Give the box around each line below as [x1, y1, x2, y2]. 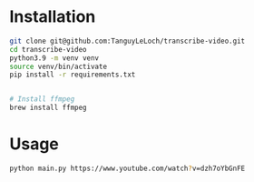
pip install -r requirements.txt [9, 70, 136, 79]
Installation [9, 6, 96, 27]
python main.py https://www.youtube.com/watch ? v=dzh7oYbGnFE [9, 164, 246, 173]
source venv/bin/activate [9, 62, 107, 71]
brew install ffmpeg [9, 103, 88, 113]
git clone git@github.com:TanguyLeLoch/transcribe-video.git [9, 36, 246, 45]
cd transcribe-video [9, 45, 88, 54]
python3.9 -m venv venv [9, 53, 100, 63]
